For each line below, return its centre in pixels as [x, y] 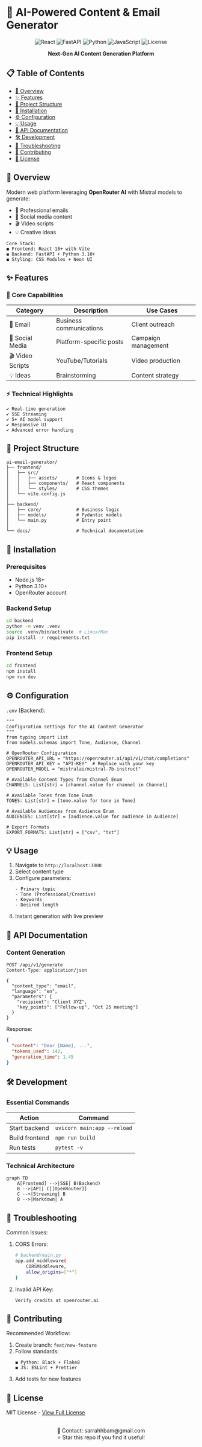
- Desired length [37, 905]
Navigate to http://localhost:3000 [58, 865]
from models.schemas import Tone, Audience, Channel [74, 742]
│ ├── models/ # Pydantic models [64, 515]
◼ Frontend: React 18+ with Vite [48, 249]
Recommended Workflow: [38, 1333]
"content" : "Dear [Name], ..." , [52, 1045]
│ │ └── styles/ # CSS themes [58, 489]
